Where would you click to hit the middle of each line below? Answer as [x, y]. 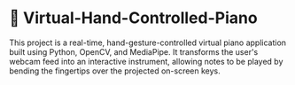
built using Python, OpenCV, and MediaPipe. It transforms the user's [134, 51]
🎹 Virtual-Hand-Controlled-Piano [134, 18]
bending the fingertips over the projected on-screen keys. [115, 71]
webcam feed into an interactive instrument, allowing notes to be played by [146, 61]
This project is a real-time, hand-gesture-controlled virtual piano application [147, 42]
